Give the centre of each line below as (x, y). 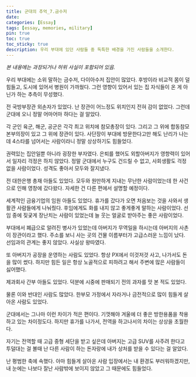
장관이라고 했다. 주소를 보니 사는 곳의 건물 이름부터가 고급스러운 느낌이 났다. (99, 235)
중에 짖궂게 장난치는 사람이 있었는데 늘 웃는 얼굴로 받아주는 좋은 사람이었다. (98, 215)
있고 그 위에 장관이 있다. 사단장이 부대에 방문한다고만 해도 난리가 (104, 134)
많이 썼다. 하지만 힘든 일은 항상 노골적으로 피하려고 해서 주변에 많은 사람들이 (99, 262)
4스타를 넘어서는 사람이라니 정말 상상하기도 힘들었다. (72, 141)
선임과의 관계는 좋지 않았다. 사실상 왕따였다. (56, 242)
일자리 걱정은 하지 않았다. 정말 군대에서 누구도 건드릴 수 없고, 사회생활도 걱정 (99, 161)
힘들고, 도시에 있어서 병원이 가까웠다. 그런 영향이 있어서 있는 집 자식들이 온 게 (94, 87)
